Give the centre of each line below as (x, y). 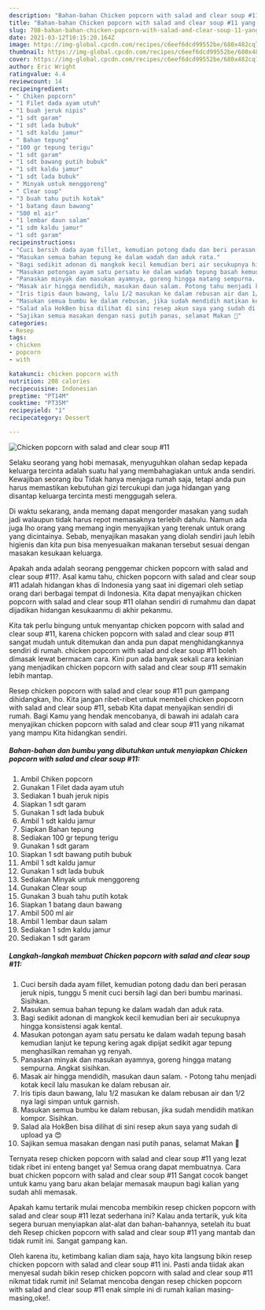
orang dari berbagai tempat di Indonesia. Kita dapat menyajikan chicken (125, 593)
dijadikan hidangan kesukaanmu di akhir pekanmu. (91, 610)
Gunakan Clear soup (53, 888)
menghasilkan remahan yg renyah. (76, 1051)
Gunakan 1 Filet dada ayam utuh (72, 787)
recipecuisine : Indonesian (53, 388)
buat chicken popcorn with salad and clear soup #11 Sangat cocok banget (129, 1175)
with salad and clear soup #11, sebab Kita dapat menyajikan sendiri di (121, 707)
